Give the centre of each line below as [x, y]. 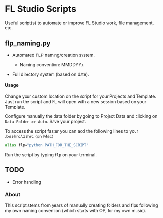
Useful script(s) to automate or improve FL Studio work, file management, [80, 23]
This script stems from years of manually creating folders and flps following [81, 205]
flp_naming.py [28, 43]
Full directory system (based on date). [51, 74]
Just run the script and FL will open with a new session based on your [76, 101]
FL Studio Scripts [41, 9]
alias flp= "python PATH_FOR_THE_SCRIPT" [47, 145]
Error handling [27, 182]
